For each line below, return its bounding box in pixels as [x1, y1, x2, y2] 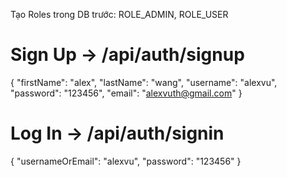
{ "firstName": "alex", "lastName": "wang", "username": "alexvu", [10, 76, 278, 88]
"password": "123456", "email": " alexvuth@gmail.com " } [10, 87, 243, 99]
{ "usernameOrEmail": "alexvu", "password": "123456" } [10, 155, 242, 167]
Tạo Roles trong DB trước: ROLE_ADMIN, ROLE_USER [10, 9, 229, 20]
